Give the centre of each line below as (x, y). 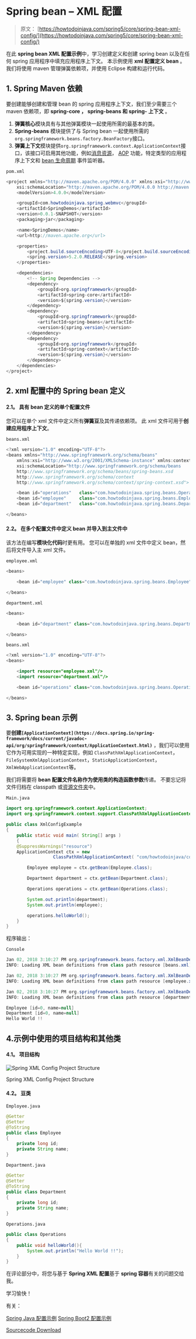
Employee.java (23, 1106)
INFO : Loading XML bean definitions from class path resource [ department (99, 997)
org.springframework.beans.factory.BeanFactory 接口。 (81, 138)
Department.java (26, 1165)
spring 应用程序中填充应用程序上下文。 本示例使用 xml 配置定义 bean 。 (99, 61)
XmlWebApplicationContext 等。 (43, 767)
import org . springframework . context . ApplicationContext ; (77, 808)
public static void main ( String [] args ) (69, 835)
